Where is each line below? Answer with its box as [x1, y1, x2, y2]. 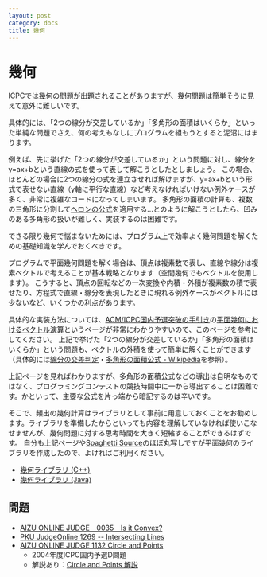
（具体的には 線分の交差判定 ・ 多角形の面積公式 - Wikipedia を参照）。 [8, 355, 233, 365]
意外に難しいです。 [21, 101, 84, 111]
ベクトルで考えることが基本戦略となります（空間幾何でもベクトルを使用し [14, 268, 259, 278]
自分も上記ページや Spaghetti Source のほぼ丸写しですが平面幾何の [23, 439, 240, 448]
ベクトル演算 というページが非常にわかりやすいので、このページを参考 [21, 325, 252, 334]
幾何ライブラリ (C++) [19, 465, 91, 474]
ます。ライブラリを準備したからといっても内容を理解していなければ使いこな [8, 419, 257, 428]
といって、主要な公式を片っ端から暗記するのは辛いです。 [28, 392, 215, 401]
